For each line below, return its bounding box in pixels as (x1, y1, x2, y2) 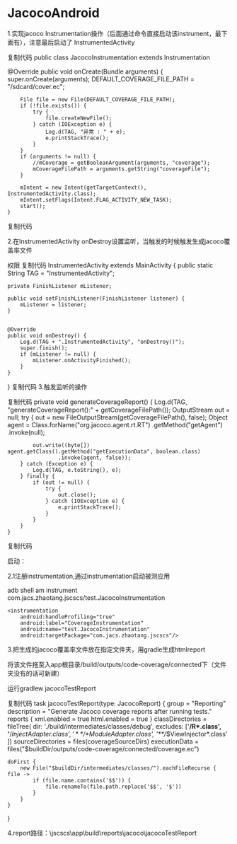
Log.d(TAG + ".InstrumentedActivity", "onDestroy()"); (20, 338, 185, 345)
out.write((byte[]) (33, 441, 91, 449)
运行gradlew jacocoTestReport (7, 684, 97, 693)
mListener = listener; (20, 301, 87, 308)
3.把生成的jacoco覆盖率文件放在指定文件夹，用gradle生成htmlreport (7, 645, 205, 654)
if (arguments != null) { (20, 153, 97, 160)
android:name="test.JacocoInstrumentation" (20, 625, 151, 632)
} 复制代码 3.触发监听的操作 (7, 382, 88, 391)
